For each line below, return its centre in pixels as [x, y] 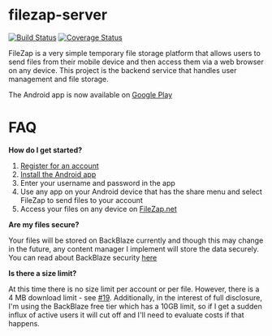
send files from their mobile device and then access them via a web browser [136, 62]
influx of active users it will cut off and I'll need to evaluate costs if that [127, 315]
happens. [24, 323]
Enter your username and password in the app [98, 183]
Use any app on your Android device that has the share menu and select [141, 192]
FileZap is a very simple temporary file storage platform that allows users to [135, 53]
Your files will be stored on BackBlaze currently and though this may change [136, 240]
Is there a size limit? [43, 273]
